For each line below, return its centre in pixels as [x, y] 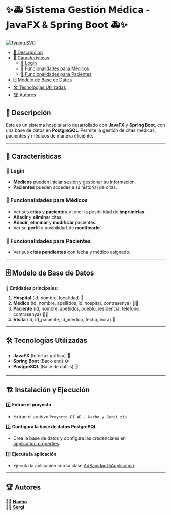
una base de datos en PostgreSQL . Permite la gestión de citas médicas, [81, 130]
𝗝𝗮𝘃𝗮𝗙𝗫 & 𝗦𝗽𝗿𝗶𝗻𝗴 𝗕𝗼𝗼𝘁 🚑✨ [67, 25]
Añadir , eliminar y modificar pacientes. [55, 222]
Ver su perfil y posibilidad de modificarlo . [57, 228]
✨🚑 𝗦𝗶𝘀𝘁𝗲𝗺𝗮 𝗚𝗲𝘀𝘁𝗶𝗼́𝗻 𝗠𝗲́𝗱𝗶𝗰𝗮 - [78, 10]
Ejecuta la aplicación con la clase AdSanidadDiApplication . [74, 466]
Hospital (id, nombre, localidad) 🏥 [48, 298]
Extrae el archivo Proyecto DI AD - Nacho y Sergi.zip [70, 417]
